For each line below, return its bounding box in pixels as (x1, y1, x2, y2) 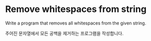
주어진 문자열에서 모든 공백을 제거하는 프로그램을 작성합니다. (5, 30, 124, 36)
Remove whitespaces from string (5, 3, 147, 15)
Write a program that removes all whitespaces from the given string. (5, 20, 146, 26)
